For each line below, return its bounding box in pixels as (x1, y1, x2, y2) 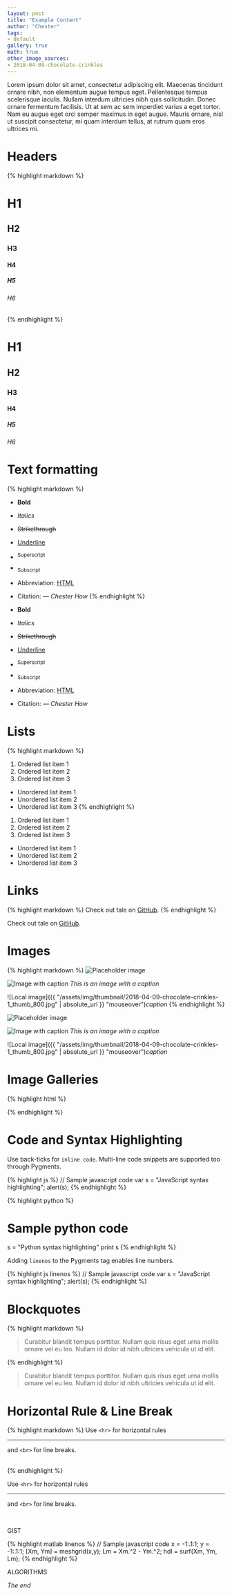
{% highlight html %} (7, 1095, 67, 1103)
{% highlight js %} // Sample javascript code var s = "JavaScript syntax (7, 1175, 209, 1184)
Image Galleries (7, 1071, 99, 1087)
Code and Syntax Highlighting (7, 1132, 183, 1148)
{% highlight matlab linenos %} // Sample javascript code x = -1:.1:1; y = (7, 1540, 210, 1548)
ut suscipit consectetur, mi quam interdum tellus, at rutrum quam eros (7, 117, 205, 125)
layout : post (7, 10, 45, 17)
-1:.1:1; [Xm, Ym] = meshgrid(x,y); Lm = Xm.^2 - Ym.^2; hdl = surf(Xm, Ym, (7, 1547, 217, 1556)
